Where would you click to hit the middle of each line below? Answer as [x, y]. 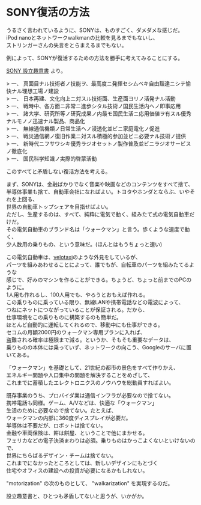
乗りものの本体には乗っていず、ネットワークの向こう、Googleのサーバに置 [99, 347]
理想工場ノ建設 [40, 91]
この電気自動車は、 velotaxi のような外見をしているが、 [73, 257]
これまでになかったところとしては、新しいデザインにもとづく [82, 463]
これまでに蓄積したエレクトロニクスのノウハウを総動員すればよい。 [90, 382]
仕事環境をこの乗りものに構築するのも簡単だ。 [64, 317]
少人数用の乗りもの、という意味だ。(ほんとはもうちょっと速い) [84, 244]
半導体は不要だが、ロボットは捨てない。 [56, 425]
